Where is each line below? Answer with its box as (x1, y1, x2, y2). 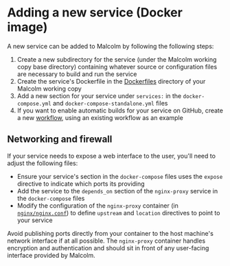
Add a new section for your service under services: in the (16, 91, 182, 100)
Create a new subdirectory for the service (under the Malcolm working (16, 55, 217, 63)
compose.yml (16, 100, 51, 107)
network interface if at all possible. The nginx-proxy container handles (7, 237, 206, 245)
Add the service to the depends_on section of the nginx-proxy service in (16, 186, 218, 195)
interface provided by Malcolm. (7, 251, 95, 259)
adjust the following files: (7, 159, 78, 167)
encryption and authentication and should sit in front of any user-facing (7, 243, 209, 252)
